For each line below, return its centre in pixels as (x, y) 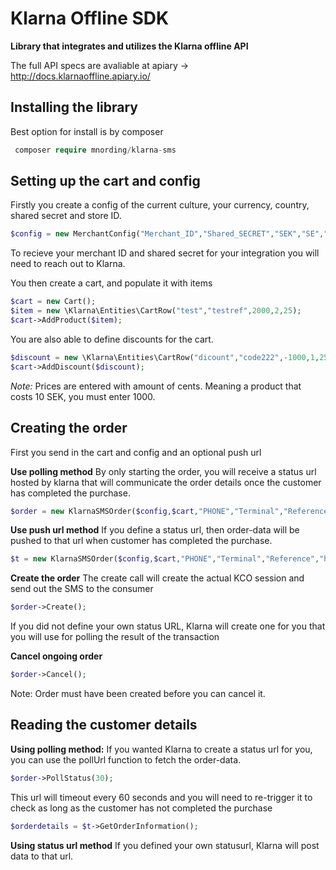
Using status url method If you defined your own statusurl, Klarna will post (165, 845)
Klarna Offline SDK (90, 18)
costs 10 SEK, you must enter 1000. (83, 396)
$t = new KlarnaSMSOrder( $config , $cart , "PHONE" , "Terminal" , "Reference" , (165, 559)
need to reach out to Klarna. (68, 264)
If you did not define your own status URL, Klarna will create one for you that (168, 626)
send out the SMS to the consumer (82, 589)
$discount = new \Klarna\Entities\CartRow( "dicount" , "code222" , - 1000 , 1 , (165, 357)
